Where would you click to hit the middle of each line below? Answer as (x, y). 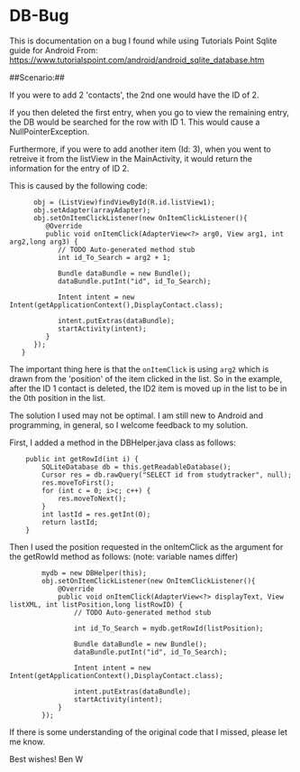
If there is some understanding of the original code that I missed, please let (149, 731)
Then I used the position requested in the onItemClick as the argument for (146, 546)
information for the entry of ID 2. (69, 168)
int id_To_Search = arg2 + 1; (114, 257)
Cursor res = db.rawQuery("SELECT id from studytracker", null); (167, 475)
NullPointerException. (50, 131)
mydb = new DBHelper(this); (94, 573)
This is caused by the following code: (79, 185)
